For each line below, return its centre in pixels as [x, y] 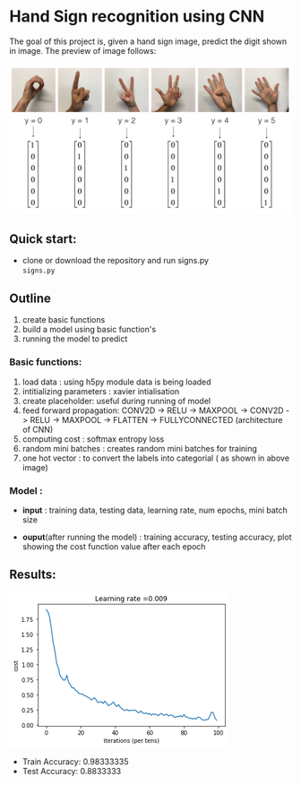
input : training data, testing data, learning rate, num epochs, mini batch [155, 510]
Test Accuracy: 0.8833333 [72, 771]
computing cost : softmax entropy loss [93, 439]
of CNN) [38, 429]
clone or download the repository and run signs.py [115, 261]
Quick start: [43, 239]
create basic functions [64, 320]
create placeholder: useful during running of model [116, 401]
